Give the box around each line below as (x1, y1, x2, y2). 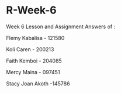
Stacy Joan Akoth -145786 (6, 80, 70, 87)
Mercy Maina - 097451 (6, 68, 60, 75)
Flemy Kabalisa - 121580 (6, 34, 65, 41)
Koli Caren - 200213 (6, 45, 54, 53)
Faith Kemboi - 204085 (6, 57, 63, 64)
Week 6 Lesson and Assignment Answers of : (6, 23, 116, 30)
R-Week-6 (6, 4, 57, 17)
